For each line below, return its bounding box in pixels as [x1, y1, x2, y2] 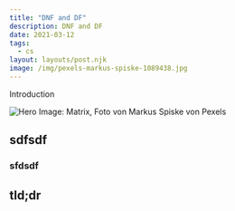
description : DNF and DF [9, 22, 103, 31]
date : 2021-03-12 [9, 30, 75, 39]
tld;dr [9, 187, 42, 203]
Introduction [9, 88, 55, 100]
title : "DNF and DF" [9, 13, 88, 23]
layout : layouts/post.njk [9, 55, 107, 64]
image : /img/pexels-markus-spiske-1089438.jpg [9, 64, 188, 73]
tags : [9, 38, 30, 48]
